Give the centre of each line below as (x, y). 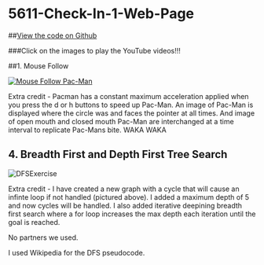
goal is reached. (34, 222)
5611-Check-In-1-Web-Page (101, 14)
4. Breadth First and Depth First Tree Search (118, 155)
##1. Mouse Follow (38, 66)
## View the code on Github (53, 35)
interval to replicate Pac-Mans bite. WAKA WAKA (87, 130)
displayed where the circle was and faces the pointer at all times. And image (132, 113)
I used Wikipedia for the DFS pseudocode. (77, 252)
